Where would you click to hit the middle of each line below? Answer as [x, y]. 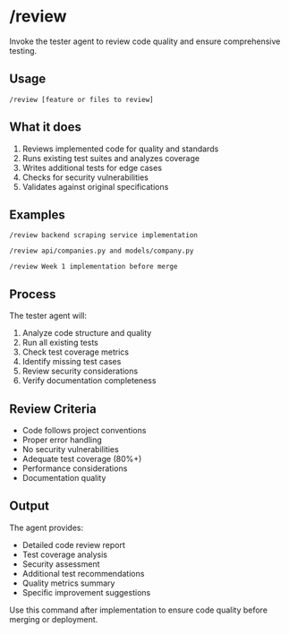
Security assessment [61, 564]
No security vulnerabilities [70, 449]
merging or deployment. [54, 619]
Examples [37, 214]
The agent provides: [46, 527]
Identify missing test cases [72, 362]
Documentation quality [64, 478]
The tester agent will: [48, 316]
